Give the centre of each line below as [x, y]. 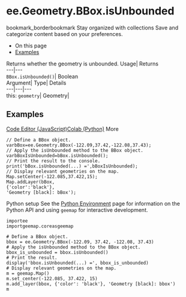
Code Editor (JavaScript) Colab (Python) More [62, 129]
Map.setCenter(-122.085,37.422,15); [52, 176]
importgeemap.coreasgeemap [40, 226]
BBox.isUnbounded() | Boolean [42, 76]
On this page [31, 46]
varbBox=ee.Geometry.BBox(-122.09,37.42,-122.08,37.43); [79, 145]
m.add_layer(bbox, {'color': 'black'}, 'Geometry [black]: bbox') [91, 284]
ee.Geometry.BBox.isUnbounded [90, 11]
